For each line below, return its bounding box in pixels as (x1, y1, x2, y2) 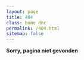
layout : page (6, 8, 39, 15)
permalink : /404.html (6, 25, 60, 31)
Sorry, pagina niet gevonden (6, 47, 79, 54)
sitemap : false (6, 31, 44, 37)
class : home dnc (6, 20, 46, 26)
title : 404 (6, 14, 33, 20)
